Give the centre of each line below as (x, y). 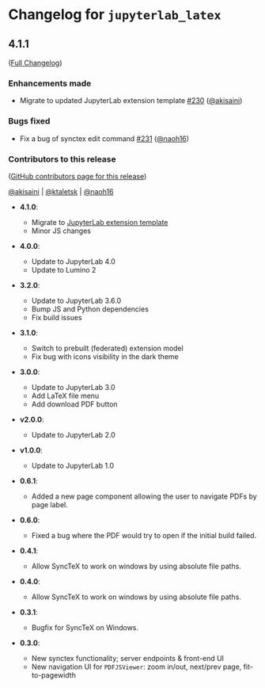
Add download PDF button (74, 404)
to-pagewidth (54, 675)
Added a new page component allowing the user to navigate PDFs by (144, 496)
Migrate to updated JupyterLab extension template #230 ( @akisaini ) (131, 101)
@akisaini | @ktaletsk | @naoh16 (61, 191)
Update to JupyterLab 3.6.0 (76, 300)
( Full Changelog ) (35, 63)
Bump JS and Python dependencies (90, 309)
